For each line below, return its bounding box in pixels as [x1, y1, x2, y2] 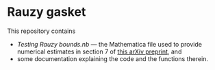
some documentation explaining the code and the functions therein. [16, 54, 209, 62]
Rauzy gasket [7, 4, 86, 20]
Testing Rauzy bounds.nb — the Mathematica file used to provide [16, 40, 202, 48]
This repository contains [7, 27, 76, 35]
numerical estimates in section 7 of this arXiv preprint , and [16, 47, 182, 56]
